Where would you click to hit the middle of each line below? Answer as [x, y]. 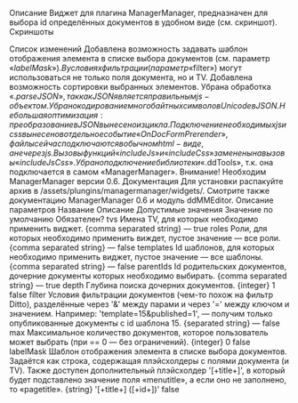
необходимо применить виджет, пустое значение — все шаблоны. [137, 257]
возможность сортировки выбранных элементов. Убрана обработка [140, 87]
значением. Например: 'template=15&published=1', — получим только [141, 314]
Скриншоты [32, 32]
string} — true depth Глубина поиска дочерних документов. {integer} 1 [142, 285]
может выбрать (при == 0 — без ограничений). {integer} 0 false [130, 342]
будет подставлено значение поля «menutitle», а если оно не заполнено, [148, 380]
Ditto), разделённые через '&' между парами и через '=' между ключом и [149, 304]
